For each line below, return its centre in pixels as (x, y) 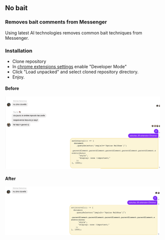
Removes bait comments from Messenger (56, 22)
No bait (16, 8)
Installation (19, 51)
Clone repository (29, 61)
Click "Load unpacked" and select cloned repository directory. (75, 72)
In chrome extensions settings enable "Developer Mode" (69, 66)
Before (12, 88)
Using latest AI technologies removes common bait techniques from (74, 33)
